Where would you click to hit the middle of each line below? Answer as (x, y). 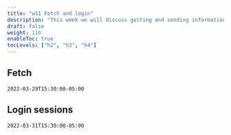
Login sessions (40, 110)
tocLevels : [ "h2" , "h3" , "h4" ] (52, 45)
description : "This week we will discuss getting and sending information (117, 20)
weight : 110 (24, 33)
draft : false (26, 26)
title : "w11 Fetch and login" (51, 13)
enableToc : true (30, 39)
